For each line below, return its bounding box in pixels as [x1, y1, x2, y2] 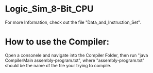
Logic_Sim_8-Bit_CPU [5, 3, 94, 15]
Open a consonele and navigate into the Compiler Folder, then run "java [5, 52, 148, 58]
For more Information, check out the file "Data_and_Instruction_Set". [5, 19, 141, 25]
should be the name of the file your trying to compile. [5, 62, 112, 68]
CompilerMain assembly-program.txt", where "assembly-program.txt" [5, 57, 145, 63]
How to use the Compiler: [5, 36, 110, 47]
